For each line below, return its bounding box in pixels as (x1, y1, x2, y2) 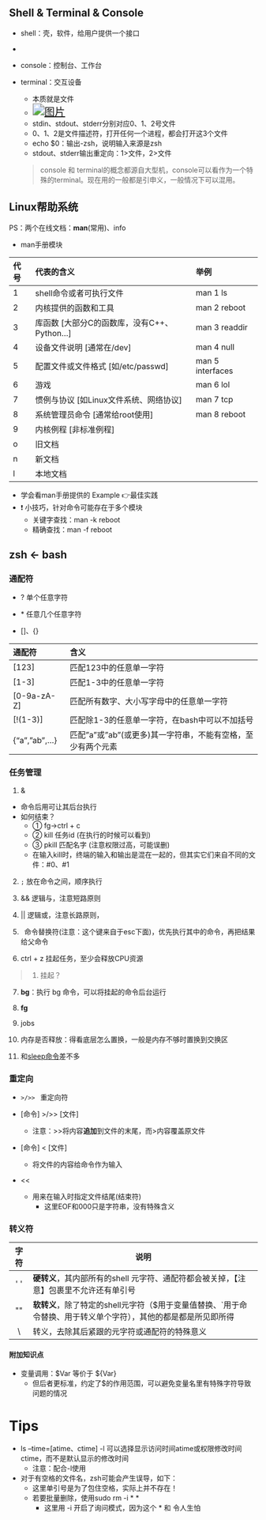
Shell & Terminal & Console (9, 6, 144, 20)
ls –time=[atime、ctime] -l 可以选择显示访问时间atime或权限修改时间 (20, 1444, 242, 1454)
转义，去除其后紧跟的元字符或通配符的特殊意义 (32, 1326, 208, 1337)
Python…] (35, 327, 72, 338)
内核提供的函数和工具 (35, 302, 115, 313)
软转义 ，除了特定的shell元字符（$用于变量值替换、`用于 (32, 1299, 240, 1311)
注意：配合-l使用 (32, 1464, 86, 1473)
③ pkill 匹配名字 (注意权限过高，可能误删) (32, 839, 170, 849)
